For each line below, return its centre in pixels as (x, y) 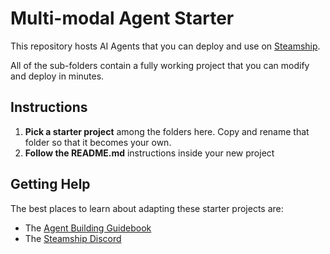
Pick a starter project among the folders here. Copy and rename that (167, 131)
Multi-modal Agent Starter (122, 18)
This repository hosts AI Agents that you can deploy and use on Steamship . (165, 46)
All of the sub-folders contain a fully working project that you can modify (160, 65)
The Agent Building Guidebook (88, 228)
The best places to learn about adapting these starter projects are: (147, 208)
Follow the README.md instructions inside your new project (149, 153)
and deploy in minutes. (57, 76)
